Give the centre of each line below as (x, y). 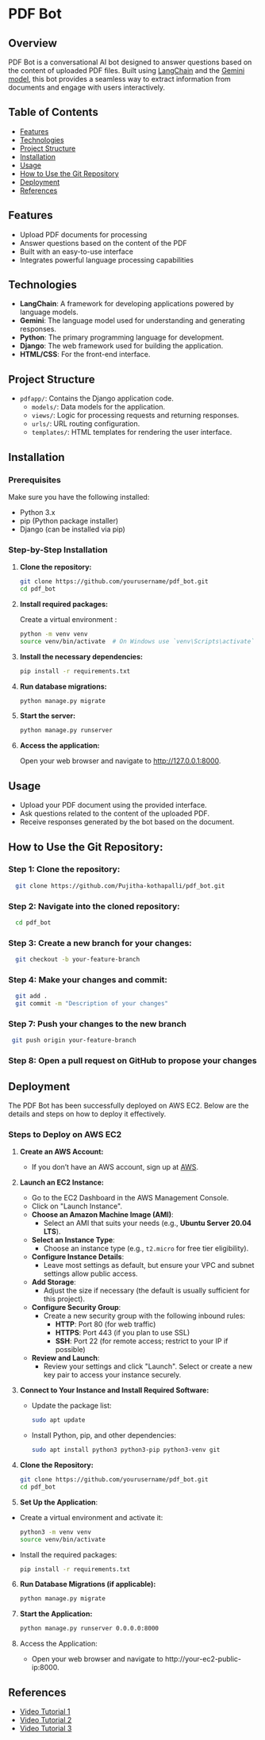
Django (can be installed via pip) (72, 529)
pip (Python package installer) (69, 520)
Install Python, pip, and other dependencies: (104, 1435)
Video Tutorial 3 (46, 1728)
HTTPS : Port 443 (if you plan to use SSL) (123, 1333)
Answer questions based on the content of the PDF (104, 243)
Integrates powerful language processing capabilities (107, 259)
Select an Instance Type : (73, 1240)
